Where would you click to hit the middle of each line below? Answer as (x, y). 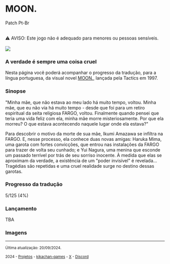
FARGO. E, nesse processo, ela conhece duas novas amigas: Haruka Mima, (83, 139)
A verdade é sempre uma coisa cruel (51, 61)
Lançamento (21, 208)
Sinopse (16, 91)
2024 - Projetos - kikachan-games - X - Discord (47, 257)
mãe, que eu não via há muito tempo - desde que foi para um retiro (75, 107)
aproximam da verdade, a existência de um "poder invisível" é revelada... (81, 161)
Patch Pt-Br (17, 23)
